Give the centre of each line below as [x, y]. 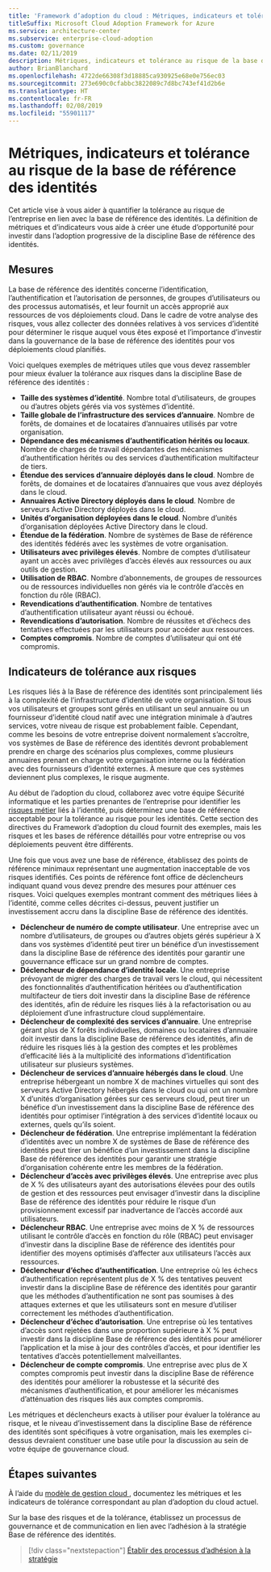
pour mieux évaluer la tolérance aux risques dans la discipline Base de [125, 373]
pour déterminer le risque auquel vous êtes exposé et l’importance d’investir [135, 332]
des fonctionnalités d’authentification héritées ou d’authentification [131, 987]
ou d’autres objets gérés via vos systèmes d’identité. [107, 406]
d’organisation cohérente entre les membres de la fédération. [121, 1167]
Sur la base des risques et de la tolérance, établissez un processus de [125, 1518]
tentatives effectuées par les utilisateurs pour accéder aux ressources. [138, 629]
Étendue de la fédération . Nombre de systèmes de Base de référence [136, 534]
